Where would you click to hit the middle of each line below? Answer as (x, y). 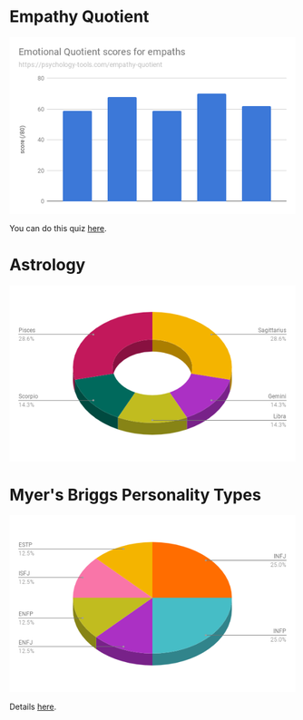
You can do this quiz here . (58, 228)
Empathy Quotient (79, 17)
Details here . (33, 706)
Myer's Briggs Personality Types (135, 495)
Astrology (48, 264)
